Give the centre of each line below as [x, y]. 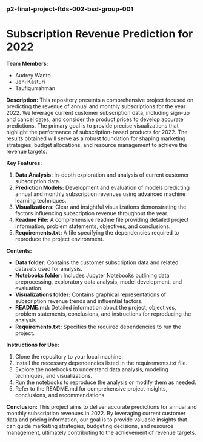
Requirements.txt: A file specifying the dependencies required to [97, 232]
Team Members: [27, 63]
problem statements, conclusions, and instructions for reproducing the [103, 314]
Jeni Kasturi [30, 82]
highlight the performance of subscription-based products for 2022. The [97, 132]
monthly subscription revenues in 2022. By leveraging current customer [96, 413]
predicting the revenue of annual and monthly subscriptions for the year [96, 106]
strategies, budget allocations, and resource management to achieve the [97, 145]
